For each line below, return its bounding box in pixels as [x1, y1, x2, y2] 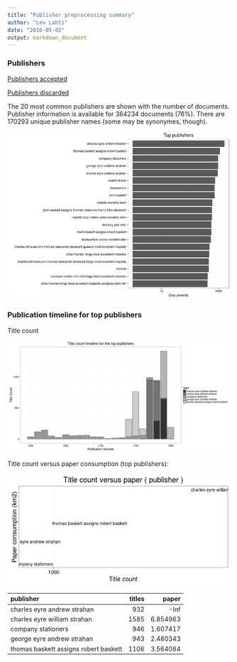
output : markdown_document [7, 34, 87, 41]
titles [128, 595, 145, 603]
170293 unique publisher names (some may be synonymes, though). [7, 117, 208, 126]
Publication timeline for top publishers [7, 310, 142, 320]
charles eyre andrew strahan [10, 604, 94, 614]
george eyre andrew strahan [10, 634, 94, 643]
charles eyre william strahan [10, 614, 92, 623]
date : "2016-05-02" [7, 26, 65, 33]
